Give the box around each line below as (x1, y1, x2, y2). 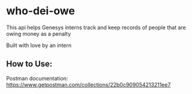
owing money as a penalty (6, 30, 71, 37)
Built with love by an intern (6, 42, 72, 49)
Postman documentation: (6, 74, 68, 82)
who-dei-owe (6, 4, 75, 18)
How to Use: (6, 59, 53, 69)
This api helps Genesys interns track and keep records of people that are (6, 24, 187, 31)
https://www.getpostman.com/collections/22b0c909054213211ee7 (6, 81, 171, 88)
